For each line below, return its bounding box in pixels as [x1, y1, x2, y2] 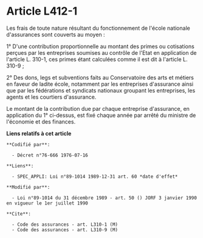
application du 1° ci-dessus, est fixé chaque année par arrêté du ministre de [6, 111, 196, 119]
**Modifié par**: [6, 184, 50, 190]
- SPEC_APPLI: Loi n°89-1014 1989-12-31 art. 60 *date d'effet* [12, 173, 178, 180]
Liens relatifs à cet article [6, 130, 72, 137]
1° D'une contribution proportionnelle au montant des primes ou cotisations [6, 43, 194, 50]
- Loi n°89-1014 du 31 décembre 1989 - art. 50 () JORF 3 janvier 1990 [12, 195, 198, 201]
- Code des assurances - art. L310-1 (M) [12, 221, 119, 228]
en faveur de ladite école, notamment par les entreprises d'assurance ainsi [6, 80, 194, 88]
